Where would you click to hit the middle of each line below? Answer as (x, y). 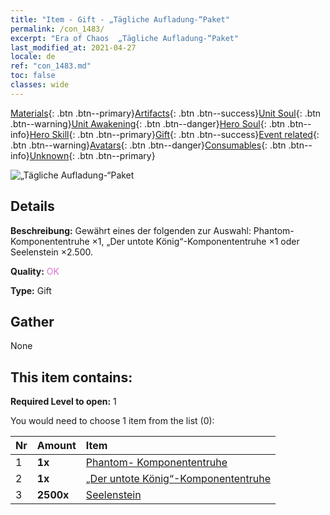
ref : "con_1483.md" (51, 66)
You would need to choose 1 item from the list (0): (112, 421)
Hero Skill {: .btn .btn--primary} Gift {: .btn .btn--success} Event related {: (174, 134)
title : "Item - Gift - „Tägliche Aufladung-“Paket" (120, 19)
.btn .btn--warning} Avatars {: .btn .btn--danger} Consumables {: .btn (148, 145)
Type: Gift (31, 290)
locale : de (33, 57)
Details (32, 206)
